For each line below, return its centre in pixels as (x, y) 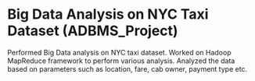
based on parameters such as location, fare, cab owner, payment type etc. (127, 69)
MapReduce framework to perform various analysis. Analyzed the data (121, 61)
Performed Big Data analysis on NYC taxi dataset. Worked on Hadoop (119, 52)
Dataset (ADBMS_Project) (93, 31)
